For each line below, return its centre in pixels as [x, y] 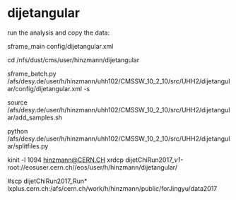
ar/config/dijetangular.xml [45, 88]
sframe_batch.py [32, 73]
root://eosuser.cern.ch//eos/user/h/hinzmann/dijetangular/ [93, 167]
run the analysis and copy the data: [59, 33]
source [18, 102]
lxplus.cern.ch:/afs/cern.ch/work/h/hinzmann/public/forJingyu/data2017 [112, 188]
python [18, 131]
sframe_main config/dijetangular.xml [60, 46]
